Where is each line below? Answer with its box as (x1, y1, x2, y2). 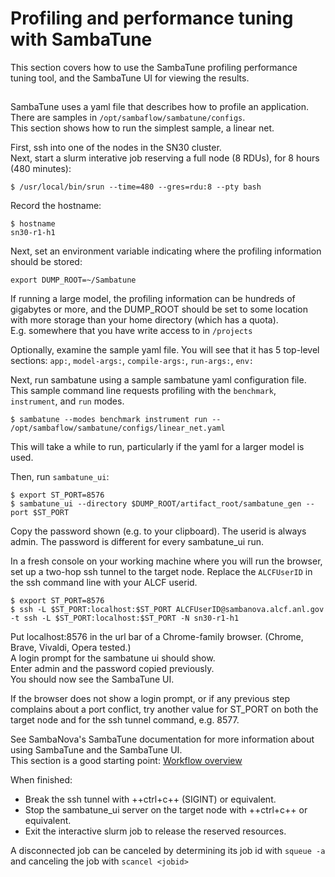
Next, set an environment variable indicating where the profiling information (10, 245, 322, 257)
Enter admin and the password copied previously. (10, 663, 215, 675)
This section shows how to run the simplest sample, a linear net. (10, 122, 275, 134)
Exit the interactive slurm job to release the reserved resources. (24, 825, 287, 837)
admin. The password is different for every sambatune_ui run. (10, 536, 265, 548)
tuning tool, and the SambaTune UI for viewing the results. (10, 72, 250, 84)
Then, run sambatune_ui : (10, 471, 110, 483)
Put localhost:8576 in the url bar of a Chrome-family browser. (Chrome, (10, 631, 304, 643)
